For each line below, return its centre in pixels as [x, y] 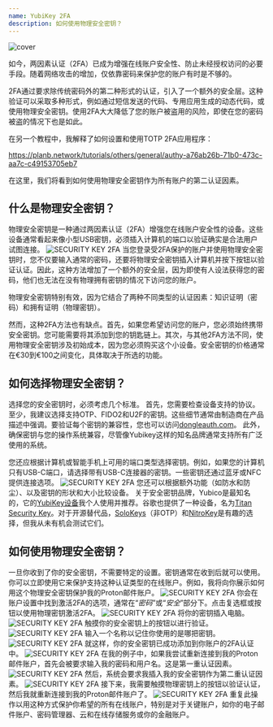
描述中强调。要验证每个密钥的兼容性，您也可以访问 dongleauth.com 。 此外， [136, 425]
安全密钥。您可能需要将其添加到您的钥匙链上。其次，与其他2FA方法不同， [132, 335]
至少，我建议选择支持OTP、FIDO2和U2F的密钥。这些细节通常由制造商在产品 [136, 414]
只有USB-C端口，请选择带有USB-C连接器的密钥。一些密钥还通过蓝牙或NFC [135, 473]
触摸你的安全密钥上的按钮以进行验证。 [148, 623]
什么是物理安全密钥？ [62, 208]
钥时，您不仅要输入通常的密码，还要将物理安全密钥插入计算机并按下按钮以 [133, 260]
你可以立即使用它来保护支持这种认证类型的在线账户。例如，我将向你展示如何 [136, 582]
